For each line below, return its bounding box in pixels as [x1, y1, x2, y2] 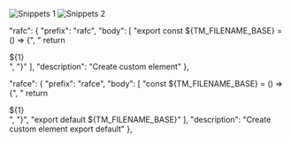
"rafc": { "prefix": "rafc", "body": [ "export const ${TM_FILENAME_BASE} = [9, 26, 283, 35]
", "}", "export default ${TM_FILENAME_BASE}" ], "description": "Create [9, 115, 272, 124]
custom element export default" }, [9, 124, 133, 134]
